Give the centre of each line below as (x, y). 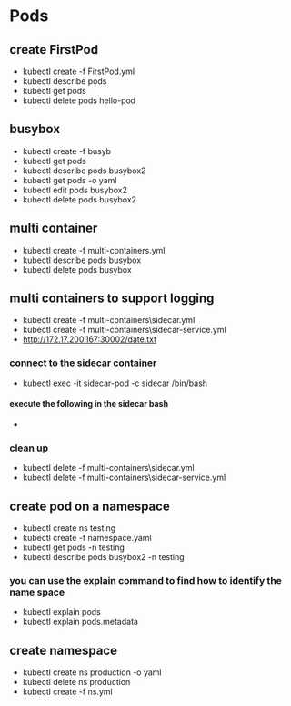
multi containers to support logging (112, 299)
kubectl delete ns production (76, 682)
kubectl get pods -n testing (74, 547)
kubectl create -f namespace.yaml (87, 538)
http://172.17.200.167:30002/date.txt (90, 339)
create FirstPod (54, 50)
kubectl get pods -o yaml (70, 180)
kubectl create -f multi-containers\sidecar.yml (109, 320)
